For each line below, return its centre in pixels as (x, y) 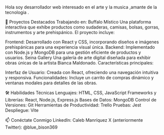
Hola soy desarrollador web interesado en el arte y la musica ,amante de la (81, 7)
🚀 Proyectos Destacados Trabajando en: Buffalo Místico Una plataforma (78, 22)
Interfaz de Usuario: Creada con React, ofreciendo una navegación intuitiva (82, 72)
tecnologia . (17, 12)
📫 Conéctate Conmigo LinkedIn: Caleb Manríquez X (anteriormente (74, 120)
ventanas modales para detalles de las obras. (51, 83)
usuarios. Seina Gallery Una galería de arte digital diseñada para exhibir (78, 58)
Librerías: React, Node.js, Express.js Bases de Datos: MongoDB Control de (81, 100)
